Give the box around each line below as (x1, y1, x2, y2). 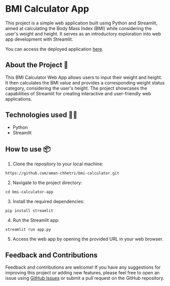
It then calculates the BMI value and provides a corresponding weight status (5, 79, 165, 85)
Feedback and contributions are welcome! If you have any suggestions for (5, 264, 161, 270)
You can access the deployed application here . (5, 46, 104, 52)
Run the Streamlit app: (12, 217, 60, 223)
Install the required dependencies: (12, 198, 85, 205)
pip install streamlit (5, 208, 53, 214)
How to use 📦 (5, 145, 51, 153)
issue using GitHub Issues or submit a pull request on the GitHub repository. (5, 275, 164, 281)
